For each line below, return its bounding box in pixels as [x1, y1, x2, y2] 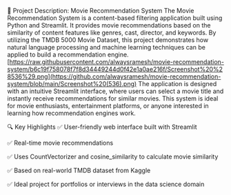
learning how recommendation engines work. [7, 109, 136, 117]
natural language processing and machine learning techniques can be [7, 43, 205, 51]
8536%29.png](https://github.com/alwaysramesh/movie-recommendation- [7, 72, 221, 81]
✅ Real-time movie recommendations [7, 138, 114, 147]
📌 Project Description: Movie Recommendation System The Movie [7, 7, 194, 14]
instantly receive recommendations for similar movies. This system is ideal [7, 94, 219, 103]
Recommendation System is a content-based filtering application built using [7, 14, 223, 22]
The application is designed [138, 80, 217, 88]
